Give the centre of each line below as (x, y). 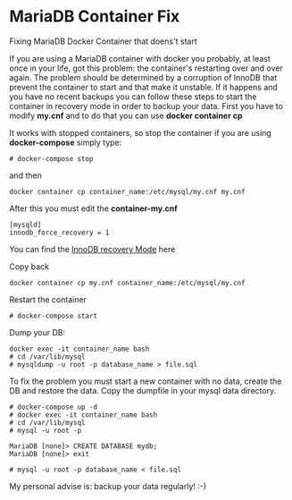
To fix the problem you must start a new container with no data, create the (146, 381)
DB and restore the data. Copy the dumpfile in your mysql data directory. (143, 390)
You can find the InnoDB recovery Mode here (92, 249)
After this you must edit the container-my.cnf (94, 208)
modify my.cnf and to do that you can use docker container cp (126, 115)
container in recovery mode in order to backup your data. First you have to (146, 106)
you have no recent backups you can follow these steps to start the (133, 97)
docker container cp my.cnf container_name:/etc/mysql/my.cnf (127, 283)
